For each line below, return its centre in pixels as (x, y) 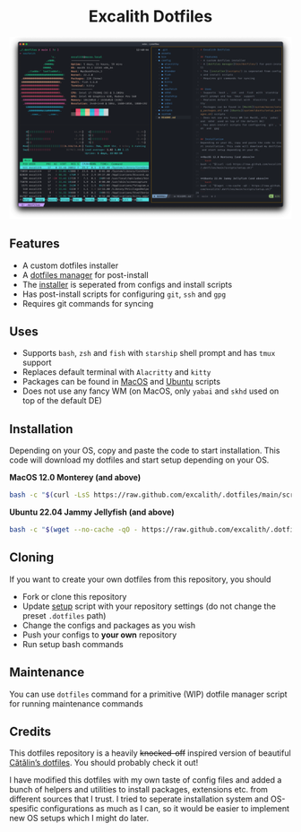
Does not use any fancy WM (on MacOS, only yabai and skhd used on (150, 391)
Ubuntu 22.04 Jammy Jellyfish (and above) (92, 512)
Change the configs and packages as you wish (108, 625)
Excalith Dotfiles (150, 17)
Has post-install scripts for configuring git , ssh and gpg (124, 294)
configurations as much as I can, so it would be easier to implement (164, 809)
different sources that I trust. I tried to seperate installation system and (139, 799)
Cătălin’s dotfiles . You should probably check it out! (104, 763)
